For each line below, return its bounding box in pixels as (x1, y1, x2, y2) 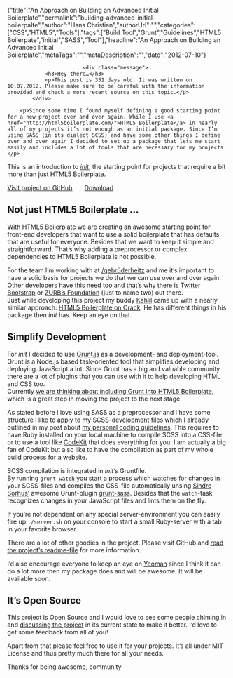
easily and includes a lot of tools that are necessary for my (7, 144, 196, 151)
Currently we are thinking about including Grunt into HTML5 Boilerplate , (7, 387, 214, 395)
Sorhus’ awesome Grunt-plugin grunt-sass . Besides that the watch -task (7, 488, 213, 497)
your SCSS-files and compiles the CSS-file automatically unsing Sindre (7, 481, 212, 490)
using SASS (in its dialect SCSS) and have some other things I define (7, 132, 220, 139)
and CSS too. (7, 379, 45, 388)
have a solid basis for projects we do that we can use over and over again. (7, 273, 222, 281)
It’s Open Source (7, 594, 82, 606)
